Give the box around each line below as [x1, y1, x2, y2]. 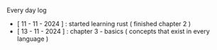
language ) [16, 35, 49, 43]
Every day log [6, 6, 47, 14]
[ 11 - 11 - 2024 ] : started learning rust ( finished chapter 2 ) [16, 20, 191, 27]
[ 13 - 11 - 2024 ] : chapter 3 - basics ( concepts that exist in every [16, 27, 210, 35]
